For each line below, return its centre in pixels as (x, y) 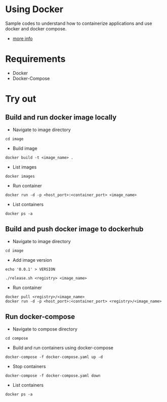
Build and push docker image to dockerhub (74, 229)
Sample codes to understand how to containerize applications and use (79, 23)
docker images (20, 176)
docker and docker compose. (36, 28)
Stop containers (29, 366)
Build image (25, 148)
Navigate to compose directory (45, 329)
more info (23, 38)
